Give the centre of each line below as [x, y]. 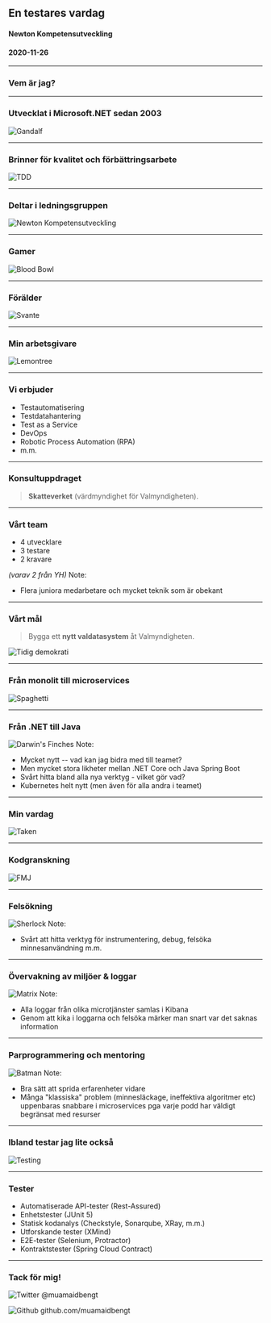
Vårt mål [25, 619]
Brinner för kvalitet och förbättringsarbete [93, 159]
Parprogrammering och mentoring [77, 1055]
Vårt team [28, 524]
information [39, 1027]
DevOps [33, 433]
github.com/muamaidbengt [85, 1311]
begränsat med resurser [60, 1114]
